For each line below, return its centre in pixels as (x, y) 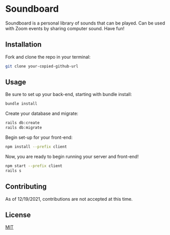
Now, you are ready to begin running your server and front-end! (72, 156)
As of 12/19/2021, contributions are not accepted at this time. (69, 199)
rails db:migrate (24, 128)
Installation (23, 45)
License (18, 215)
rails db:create (22, 123)
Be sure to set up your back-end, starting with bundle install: (69, 95)
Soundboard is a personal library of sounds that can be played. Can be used (85, 23)
